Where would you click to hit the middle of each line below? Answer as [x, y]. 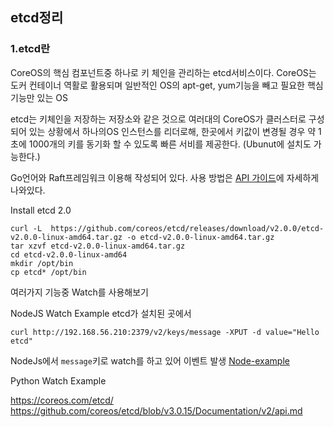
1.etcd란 [30, 49]
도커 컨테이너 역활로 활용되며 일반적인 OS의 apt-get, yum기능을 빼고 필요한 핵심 [167, 85]
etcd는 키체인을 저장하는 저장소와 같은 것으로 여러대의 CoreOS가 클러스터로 [158, 119]
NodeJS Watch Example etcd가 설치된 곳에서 [101, 313]
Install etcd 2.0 [41, 210]
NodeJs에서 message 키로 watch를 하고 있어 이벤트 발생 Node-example [150, 360]
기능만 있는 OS [39, 97]
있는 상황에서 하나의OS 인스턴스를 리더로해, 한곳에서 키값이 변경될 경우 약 [172, 131]
